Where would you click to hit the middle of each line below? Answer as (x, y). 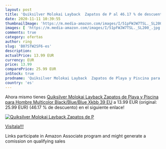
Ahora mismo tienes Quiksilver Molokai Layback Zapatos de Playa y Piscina (82, 97)
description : (19, 51)
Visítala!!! (14, 126)
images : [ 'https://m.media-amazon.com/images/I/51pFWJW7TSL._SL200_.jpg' (84, 28)
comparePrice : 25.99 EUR (31, 69)
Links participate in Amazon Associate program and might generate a (76, 136)
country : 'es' (20, 83)
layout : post (19, 10)
